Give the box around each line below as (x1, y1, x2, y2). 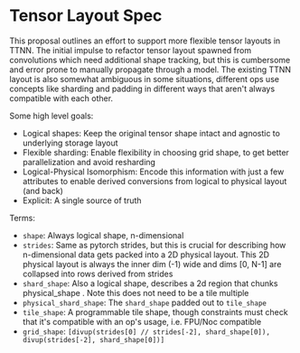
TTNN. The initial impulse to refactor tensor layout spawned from (9, 44, 251, 55)
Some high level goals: (9, 110, 94, 121)
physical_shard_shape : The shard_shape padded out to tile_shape (22, 297, 267, 308)
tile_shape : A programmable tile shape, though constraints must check (22, 306, 288, 317)
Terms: (9, 212, 36, 223)
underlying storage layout (22, 137, 119, 148)
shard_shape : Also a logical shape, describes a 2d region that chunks (22, 277, 278, 289)
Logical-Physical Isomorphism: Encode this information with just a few (22, 166, 285, 177)
